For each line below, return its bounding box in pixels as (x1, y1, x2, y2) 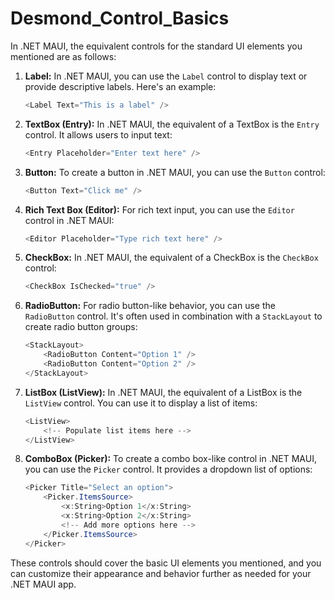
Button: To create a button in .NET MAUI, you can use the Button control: (24, 166, 326, 178)
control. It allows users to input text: (24, 128, 173, 141)
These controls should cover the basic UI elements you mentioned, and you (10, 557, 322, 569)
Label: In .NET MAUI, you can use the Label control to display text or (24, 70, 308, 82)
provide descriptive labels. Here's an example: (24, 80, 217, 92)
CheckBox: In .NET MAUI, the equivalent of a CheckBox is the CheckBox (24, 252, 319, 264)
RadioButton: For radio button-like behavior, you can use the (24, 300, 276, 312)
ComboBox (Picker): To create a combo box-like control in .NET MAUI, (24, 453, 317, 465)
